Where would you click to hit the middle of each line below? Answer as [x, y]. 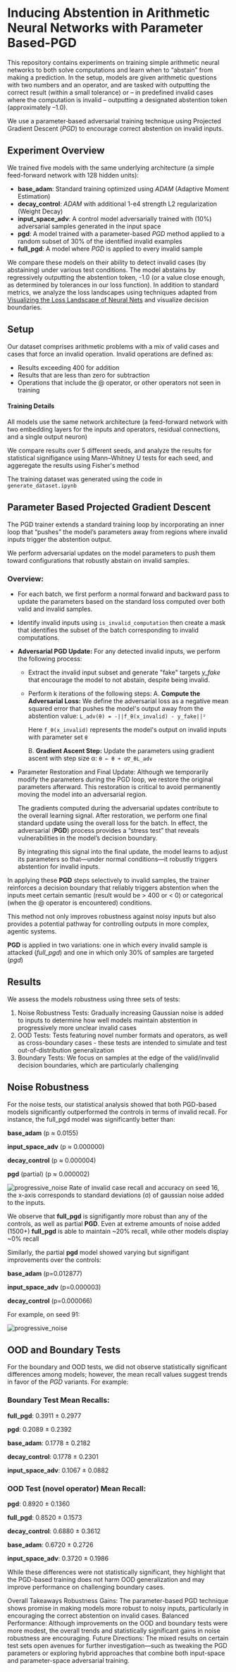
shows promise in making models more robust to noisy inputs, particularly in [118, 1608]
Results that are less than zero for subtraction [83, 375]
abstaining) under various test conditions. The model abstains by [101, 270]
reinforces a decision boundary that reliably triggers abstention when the [113, 887]
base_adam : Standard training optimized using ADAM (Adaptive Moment [123, 189]
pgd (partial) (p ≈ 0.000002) [49, 1174]
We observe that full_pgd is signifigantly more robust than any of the [107, 1216]
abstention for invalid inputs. [59, 866]
